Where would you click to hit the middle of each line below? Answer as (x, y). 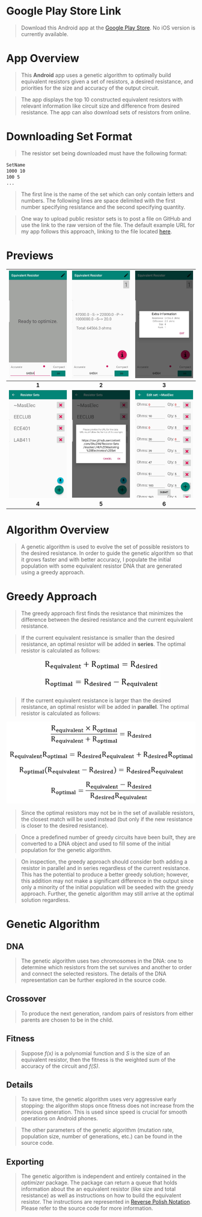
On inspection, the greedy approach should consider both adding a (104, 862)
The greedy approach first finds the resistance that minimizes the (102, 613)
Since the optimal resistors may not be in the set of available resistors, (108, 813)
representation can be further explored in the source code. (94, 980)
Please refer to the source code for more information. (87, 1208)
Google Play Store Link (64, 11)
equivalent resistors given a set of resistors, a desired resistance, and (107, 81)
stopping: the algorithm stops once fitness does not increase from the (107, 1106)
